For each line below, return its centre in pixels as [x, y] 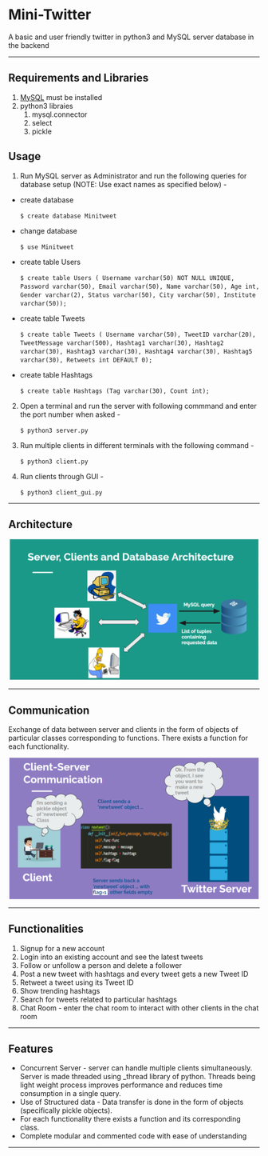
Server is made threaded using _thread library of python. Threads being [138, 1077]
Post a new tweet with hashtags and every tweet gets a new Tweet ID [134, 974]
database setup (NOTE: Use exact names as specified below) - [123, 184]
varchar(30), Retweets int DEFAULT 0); [86, 360]
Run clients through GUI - [61, 476]
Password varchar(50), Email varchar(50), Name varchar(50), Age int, [140, 286]
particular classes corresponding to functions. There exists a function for [128, 738]
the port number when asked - [70, 414]
